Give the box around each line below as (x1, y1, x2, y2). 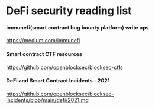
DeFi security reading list (6, 4, 132, 18)
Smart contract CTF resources (6, 50, 83, 57)
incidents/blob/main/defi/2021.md (6, 96, 89, 104)
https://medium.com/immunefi (6, 37, 80, 44)
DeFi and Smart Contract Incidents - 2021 (6, 77, 111, 84)
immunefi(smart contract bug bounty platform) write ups (6, 24, 149, 31)
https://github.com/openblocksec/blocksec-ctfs (6, 64, 123, 71)
